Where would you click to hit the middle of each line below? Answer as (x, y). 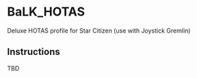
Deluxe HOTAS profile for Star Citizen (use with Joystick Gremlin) (99, 31)
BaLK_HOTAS (46, 12)
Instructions (34, 52)
